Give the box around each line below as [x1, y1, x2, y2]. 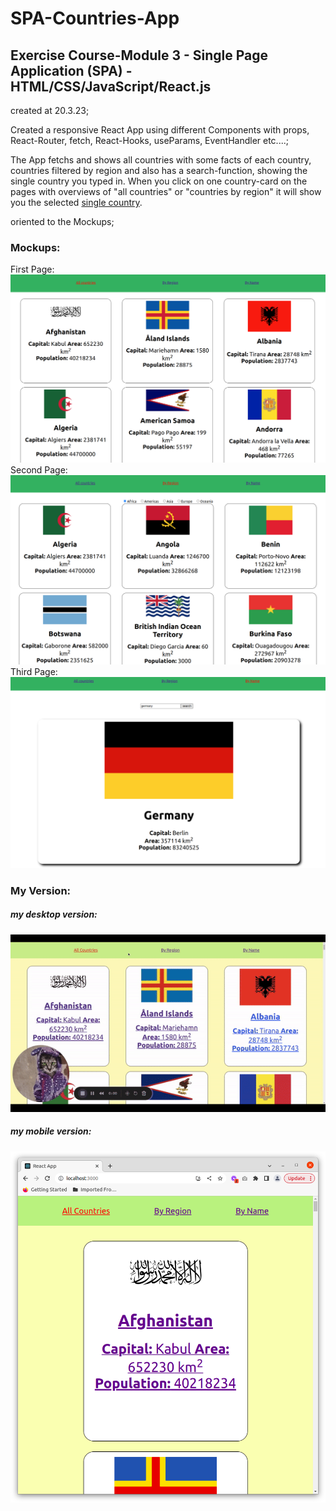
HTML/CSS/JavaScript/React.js [10, 78, 212, 95]
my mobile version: [10, 1125, 92, 1137]
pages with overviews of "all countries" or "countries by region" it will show [10, 186, 322, 197]
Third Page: [10, 666, 58, 678]
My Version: [10, 883, 72, 897]
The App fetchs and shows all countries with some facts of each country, [10, 154, 312, 166]
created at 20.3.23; [10, 105, 90, 116]
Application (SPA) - [10, 62, 133, 79]
